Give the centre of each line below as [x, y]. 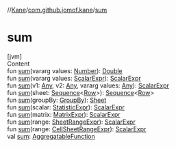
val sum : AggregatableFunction [51, 136]
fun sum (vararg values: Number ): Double [65, 70]
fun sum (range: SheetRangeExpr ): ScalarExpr [71, 122]
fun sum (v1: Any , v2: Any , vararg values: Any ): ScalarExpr [88, 85]
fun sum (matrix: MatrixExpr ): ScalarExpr [64, 114]
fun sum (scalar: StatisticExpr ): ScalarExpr [66, 107]
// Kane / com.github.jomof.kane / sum [57, 10]
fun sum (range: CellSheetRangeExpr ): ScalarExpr [77, 129]
